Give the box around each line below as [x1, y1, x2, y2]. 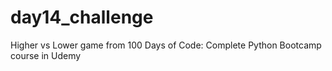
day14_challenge [10, 6, 154, 29]
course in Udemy [10, 49, 82, 61]
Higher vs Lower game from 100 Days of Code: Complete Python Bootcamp [10, 39, 322, 51]
